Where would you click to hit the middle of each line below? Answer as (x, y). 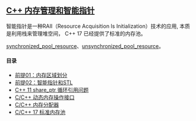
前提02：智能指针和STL (44, 82)
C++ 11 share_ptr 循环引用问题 (52, 90)
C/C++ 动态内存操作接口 (45, 97)
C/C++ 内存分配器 (37, 105)
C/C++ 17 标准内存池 (40, 112)
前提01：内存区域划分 (41, 75)
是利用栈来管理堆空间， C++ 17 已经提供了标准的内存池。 (76, 33)
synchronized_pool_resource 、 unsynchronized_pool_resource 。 (85, 46)
